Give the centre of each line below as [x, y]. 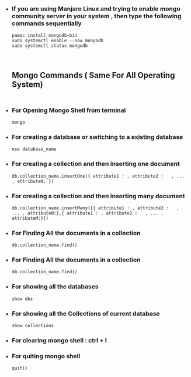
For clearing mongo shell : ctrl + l [59, 340]
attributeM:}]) [30, 218]
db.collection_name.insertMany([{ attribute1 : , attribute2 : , [95, 208]
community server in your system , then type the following [96, 16]
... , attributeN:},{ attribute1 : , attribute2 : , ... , [88, 213]
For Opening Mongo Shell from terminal [69, 110]
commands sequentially [46, 23]
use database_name [34, 149]
